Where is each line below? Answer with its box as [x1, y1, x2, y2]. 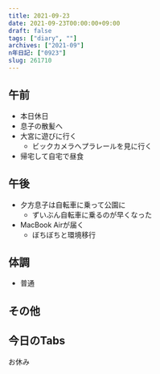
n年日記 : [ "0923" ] [8, 49, 67, 57]
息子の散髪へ [19, 121, 63, 131]
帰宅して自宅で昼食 [19, 151, 84, 161]
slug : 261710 [8, 57, 52, 65]
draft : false [8, 26, 52, 35]
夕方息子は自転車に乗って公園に [19, 200, 126, 209]
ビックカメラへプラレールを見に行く [31, 141, 153, 151]
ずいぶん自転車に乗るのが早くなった [31, 209, 153, 219]
